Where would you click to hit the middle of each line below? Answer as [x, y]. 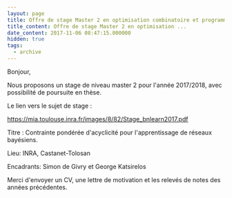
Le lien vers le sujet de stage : [50, 106]
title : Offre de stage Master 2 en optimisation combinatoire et [103, 20]
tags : [15, 46]
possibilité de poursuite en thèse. [55, 92]
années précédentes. [37, 187]
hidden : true [26, 39]
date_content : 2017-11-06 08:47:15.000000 [69, 33]
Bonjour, [19, 71]
